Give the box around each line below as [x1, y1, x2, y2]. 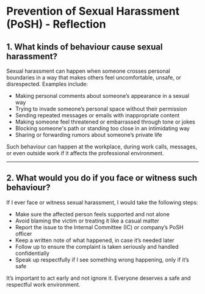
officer [15, 230, 32, 237]
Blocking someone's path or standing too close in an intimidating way [15, 125, 190, 132]
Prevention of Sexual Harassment [6, 4, 180, 18]
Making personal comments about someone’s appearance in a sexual [15, 92, 190, 99]
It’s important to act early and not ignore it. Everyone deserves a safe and [6, 274, 191, 282]
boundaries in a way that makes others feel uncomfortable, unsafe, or [6, 74, 182, 81]
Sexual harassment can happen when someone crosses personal [6, 67, 171, 75]
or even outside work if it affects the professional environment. [6, 150, 164, 156]
